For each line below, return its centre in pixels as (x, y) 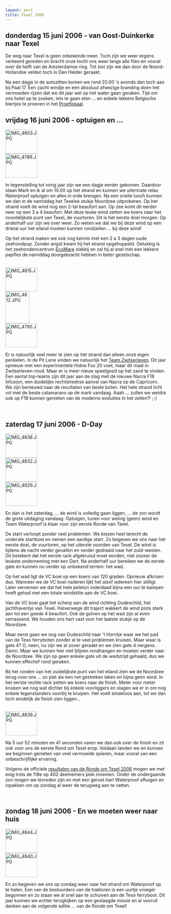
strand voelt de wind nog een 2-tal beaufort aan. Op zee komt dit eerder (81, 207)
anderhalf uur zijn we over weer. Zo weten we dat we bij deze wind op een (83, 223)
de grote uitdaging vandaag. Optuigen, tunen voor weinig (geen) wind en (82, 518)
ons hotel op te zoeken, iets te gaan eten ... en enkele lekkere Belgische (81, 98)
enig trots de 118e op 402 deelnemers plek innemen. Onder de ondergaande (86, 774)
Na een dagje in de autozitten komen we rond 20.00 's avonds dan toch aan (85, 82)
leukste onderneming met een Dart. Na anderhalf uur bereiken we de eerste (85, 561)
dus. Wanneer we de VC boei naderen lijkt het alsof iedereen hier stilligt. (81, 581)
